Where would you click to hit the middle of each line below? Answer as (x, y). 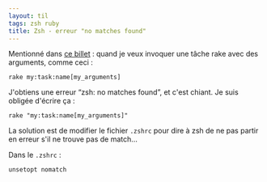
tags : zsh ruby (34, 23)
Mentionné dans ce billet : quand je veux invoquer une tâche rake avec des (133, 54)
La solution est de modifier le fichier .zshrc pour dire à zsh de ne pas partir (133, 131)
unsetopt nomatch (38, 170)
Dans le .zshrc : (35, 155)
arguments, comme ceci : (51, 62)
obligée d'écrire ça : (42, 101)
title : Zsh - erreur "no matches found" (78, 31)
